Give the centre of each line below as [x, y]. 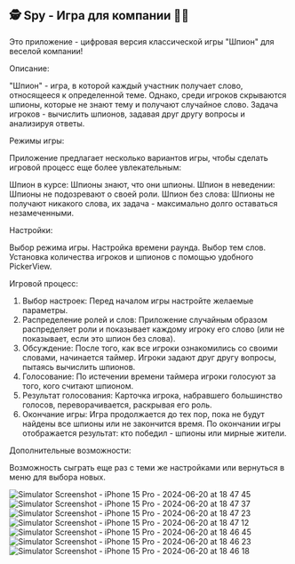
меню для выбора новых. [58, 477]
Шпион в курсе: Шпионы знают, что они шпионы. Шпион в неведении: [142, 184]
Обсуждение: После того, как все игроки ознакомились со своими [150, 348]
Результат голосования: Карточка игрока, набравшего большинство [152, 395]
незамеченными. [42, 213]
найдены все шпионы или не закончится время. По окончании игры [151, 423]
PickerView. [31, 266]
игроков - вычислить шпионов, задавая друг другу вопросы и [128, 114]
